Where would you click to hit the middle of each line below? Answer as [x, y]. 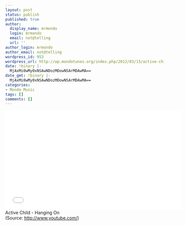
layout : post [19, 10]
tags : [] [14, 94]
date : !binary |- [23, 66]
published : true [22, 19]
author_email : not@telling [34, 52]
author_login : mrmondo [29, 47]
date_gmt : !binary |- [28, 76]
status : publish [22, 15]
